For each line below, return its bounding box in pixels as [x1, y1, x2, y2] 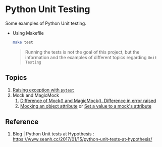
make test [12, 39, 34, 45]
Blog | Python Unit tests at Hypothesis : [12, 131, 94, 137]
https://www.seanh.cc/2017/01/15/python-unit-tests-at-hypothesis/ [12, 136, 152, 142]
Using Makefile [12, 30, 44, 36]
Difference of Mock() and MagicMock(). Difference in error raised [20, 97, 156, 104]
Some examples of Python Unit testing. [5, 20, 87, 26]
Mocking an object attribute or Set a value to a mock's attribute [20, 103, 152, 109]
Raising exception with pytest [12, 87, 75, 93]
